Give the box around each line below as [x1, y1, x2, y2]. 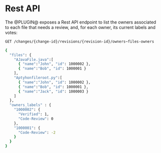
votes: [5, 29, 18, 35]
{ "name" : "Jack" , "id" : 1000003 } [18, 89, 89, 94]
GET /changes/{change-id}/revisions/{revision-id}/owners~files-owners [5, 39, 154, 44]
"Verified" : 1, [18, 112, 49, 117]
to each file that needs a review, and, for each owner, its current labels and [5, 24, 156, 30]
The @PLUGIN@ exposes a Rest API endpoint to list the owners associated [5, 19, 157, 25]
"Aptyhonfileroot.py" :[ [14, 76, 63, 80]
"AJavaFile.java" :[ [14, 57, 54, 62]
